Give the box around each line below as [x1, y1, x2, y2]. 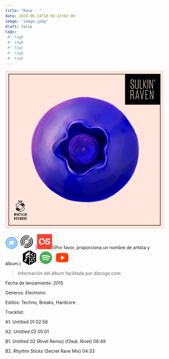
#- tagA [7, 35, 24, 40]
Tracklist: [5, 309, 24, 315]
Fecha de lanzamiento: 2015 [5, 280, 64, 286]
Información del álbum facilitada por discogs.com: [17, 270, 122, 276]
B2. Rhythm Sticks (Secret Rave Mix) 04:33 [5, 348, 95, 354]
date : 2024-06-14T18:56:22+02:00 [5, 13, 75, 19]
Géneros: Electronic [5, 289, 46, 296]
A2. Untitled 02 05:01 [5, 328, 49, 334]
